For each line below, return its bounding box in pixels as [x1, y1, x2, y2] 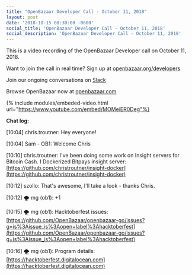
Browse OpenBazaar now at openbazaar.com [6, 88, 117, 95]
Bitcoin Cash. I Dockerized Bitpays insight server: [6, 158, 127, 165]
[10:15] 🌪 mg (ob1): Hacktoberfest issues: [6, 208, 108, 216]
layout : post [6, 14, 39, 20]
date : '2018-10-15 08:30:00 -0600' [6, 20, 94, 26]
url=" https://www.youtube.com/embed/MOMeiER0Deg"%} [6, 106, 150, 113]
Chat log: [6, 117, 30, 125]
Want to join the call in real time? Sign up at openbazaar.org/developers [6, 65, 181, 72]
